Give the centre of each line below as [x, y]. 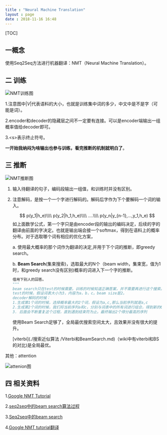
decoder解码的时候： [31, 298]
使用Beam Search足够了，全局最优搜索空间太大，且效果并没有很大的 [83, 322]
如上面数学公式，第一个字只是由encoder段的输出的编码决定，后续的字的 [86, 224]
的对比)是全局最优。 [33, 345]
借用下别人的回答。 [29, 280]
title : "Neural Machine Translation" [45, 10]
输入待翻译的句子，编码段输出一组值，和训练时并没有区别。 [73, 189]
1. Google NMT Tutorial [28, 396]
